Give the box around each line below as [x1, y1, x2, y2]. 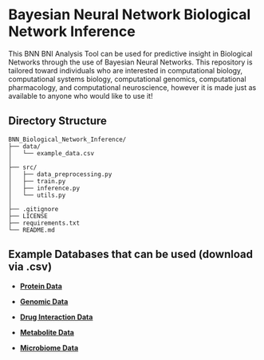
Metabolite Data [19, 327, 74, 337]
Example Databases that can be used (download [8, 248, 254, 261]
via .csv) [8, 260, 53, 274]
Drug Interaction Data [19, 312, 93, 322]
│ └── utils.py [8, 191, 66, 199]
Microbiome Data [19, 342, 79, 352]
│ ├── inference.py [8, 184, 81, 192]
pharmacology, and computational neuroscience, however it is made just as [8, 82, 257, 92]
